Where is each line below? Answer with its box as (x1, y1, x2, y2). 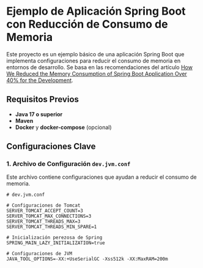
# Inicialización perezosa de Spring (6, 234, 103, 241)
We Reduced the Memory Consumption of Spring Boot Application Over (6, 70, 188, 77)
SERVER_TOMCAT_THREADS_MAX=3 (6, 218, 81, 225)
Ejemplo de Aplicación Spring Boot (6, 4, 186, 18)
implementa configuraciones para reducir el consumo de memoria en (6, 57, 181, 64)
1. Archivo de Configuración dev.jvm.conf (6, 160, 131, 168)
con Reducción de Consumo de (6, 17, 168, 31)
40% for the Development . (6, 76, 73, 84)
